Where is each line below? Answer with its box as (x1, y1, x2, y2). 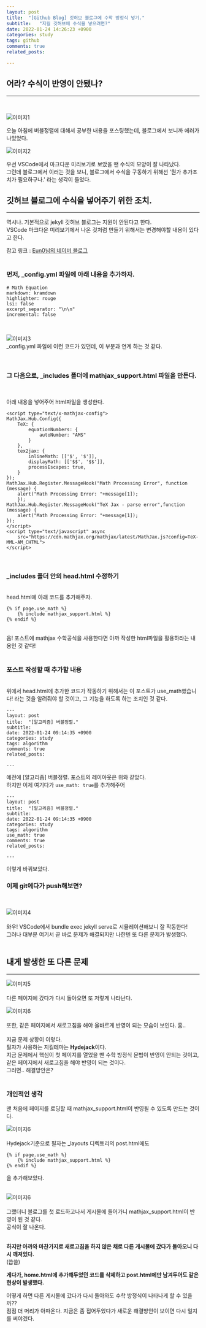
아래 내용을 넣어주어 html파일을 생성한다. (6, 398, 104, 405)
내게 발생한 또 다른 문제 (6, 957, 89, 967)
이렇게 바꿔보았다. (6, 865, 50, 872)
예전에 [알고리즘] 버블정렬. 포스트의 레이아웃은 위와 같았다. (6, 773, 146, 781)
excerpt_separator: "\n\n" (6, 306, 75, 312)
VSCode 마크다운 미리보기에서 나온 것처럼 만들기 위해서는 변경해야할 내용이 (6, 226, 188, 234)
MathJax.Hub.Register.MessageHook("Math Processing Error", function (6, 480, 188, 486)
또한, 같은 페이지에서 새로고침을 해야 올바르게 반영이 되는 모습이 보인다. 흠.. (6, 1021, 186, 1029)
